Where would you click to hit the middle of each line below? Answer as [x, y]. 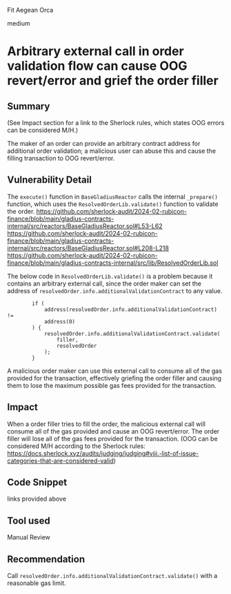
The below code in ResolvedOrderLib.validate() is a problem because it [110, 276]
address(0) [60, 322]
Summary [29, 106]
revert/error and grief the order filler [113, 81]
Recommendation [46, 559]
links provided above [37, 499]
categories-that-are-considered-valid [60, 461]
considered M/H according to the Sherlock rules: [77, 446]
